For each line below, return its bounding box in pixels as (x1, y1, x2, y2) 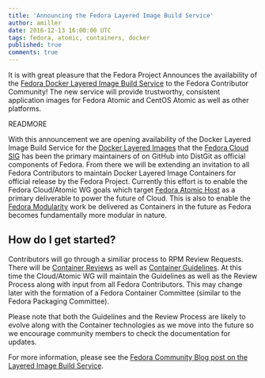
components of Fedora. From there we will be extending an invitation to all (8, 160, 250, 169)
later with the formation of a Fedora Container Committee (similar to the (8, 288, 241, 297)
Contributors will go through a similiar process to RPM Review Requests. (8, 254, 244, 264)
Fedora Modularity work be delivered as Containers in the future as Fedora (8, 202, 252, 211)
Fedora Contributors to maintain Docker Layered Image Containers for (8, 168, 237, 178)
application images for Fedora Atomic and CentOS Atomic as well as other (8, 96, 249, 105)
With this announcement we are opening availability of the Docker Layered (8, 135, 252, 143)
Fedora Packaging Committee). (8, 296, 109, 306)
